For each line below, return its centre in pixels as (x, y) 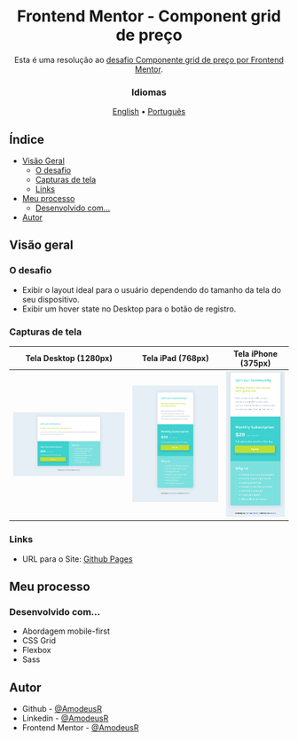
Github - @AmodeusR (62, 709)
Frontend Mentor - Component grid (149, 16)
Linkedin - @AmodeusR (65, 718)
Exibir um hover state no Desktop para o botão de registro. (129, 309)
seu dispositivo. (51, 299)
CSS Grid (39, 641)
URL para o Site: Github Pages (77, 559)
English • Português (149, 112)
